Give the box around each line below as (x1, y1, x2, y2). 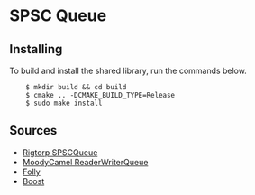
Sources (9, 123, 58, 138)
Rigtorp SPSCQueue (22, 146, 98, 158)
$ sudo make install (25, 98, 103, 107)
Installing (9, 42, 63, 57)
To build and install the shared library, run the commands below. (9, 65, 248, 76)
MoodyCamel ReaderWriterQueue (22, 156, 149, 167)
